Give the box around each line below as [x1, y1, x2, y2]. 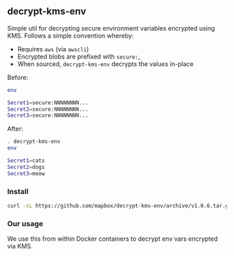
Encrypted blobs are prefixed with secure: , [17, 52, 141, 61]
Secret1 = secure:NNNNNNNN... [7, 99, 89, 106]
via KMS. [7, 242, 33, 250]
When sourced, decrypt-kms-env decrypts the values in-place [17, 59, 194, 68]
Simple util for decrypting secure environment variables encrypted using [7, 24, 215, 32]
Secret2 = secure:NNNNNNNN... [7, 106, 89, 113]
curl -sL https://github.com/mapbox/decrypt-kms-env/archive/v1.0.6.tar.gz [7, 202, 232, 209]
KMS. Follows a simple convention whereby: [7, 31, 134, 40]
